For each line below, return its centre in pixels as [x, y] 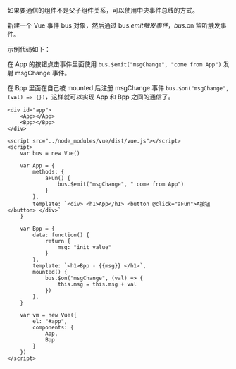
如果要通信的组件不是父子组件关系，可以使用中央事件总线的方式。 [103, 10]
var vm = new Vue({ [49, 315]
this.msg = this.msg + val [97, 284]
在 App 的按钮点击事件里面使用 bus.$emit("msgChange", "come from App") [114, 64]
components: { [53, 327]
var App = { [37, 166]
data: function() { [61, 235]
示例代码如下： [29, 49]
